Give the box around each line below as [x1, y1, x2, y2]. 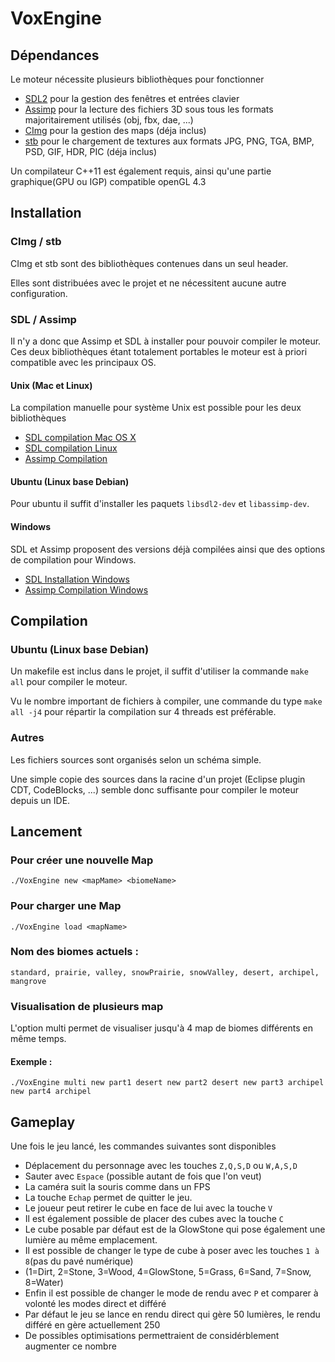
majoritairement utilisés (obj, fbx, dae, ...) [24, 114, 194, 126]
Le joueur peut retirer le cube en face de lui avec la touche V [24, 1202, 273, 1214]
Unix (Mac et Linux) [10, 379, 93, 391]
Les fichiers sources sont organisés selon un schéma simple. [10, 753, 262, 766]
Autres [10, 731, 45, 745]
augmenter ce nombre [24, 1340, 117, 1352]
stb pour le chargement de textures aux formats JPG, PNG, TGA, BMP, [24, 135, 315, 147]
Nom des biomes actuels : [10, 945, 139, 959]
